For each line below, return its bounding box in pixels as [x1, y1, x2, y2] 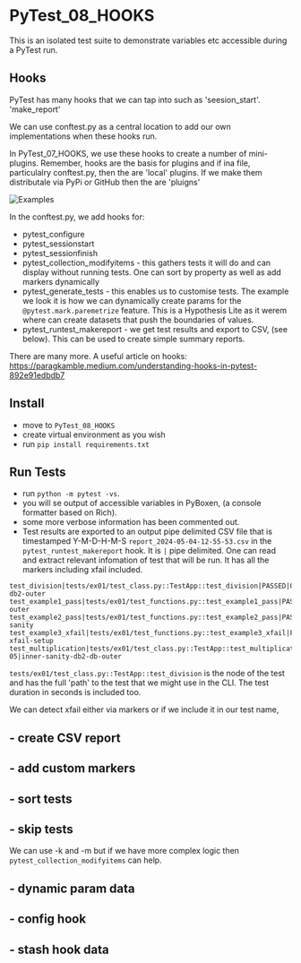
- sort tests [9, 791, 73, 806]
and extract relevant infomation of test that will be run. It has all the [21, 555, 270, 565]
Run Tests [9, 464, 66, 479]
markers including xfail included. [21, 564, 143, 575]
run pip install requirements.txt [21, 438, 150, 449]
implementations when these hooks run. [9, 131, 158, 142]
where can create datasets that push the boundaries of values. [21, 314, 254, 325]
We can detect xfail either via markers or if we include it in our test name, [9, 704, 279, 715]
